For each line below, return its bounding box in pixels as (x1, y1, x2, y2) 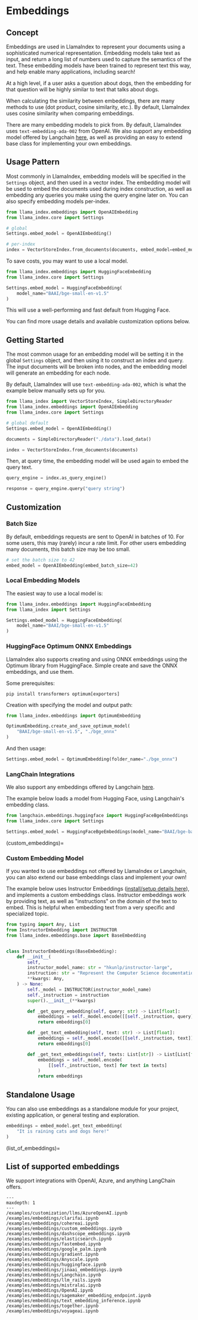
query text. (6, 464, 33, 471)
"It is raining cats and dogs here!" (16, 1128, 110, 1134)
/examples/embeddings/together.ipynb (6, 1303, 99, 1309)
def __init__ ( (16, 954, 51, 960)
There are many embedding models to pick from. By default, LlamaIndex (6, 121, 181, 128)
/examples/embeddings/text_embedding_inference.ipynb (6, 1298, 141, 1304)
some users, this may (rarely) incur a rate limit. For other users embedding (6, 539, 187, 546)
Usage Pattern (6, 157, 60, 167)
